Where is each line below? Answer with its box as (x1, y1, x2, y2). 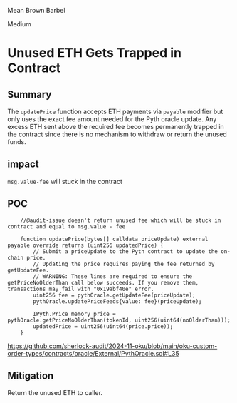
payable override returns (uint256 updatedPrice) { (7, 242, 164, 249)
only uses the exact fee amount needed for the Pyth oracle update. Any (7, 115, 217, 123)
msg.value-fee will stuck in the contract (7, 177, 122, 185)
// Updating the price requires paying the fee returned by (33, 260, 215, 267)
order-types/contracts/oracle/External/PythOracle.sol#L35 (7, 349, 179, 357)
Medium (7, 20, 32, 28)
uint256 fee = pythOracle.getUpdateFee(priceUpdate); (33, 292, 196, 299)
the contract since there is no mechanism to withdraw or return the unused (7, 130, 228, 138)
